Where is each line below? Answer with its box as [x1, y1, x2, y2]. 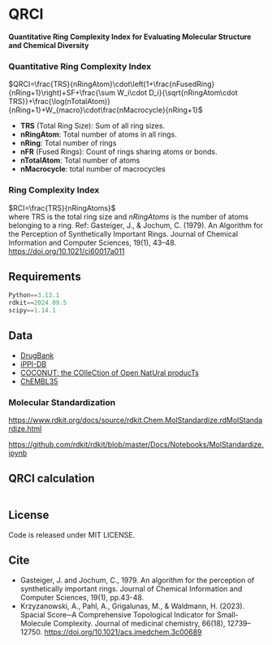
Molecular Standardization [8, 396, 116, 407]
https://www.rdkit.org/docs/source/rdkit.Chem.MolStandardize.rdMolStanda [8, 416, 263, 425]
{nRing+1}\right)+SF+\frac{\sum [8, 88, 116, 98]
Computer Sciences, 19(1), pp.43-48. [19, 592, 145, 602]
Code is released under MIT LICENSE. [8, 530, 136, 539]
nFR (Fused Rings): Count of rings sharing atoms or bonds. [19, 147, 218, 157]
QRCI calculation [8, 472, 95, 486]
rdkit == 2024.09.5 [8, 299, 67, 307]
